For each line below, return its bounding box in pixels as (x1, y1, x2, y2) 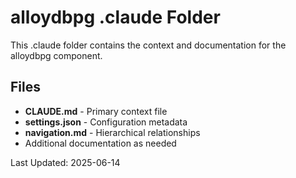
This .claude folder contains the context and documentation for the (10, 39, 287, 51)
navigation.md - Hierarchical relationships (24, 126, 201, 138)
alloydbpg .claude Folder (10, 6, 221, 29)
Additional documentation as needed (24, 137, 177, 149)
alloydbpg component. (10, 49, 103, 61)
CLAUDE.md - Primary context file (24, 105, 168, 117)
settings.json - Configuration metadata (24, 116, 188, 128)
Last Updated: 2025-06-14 (10, 156, 121, 168)
